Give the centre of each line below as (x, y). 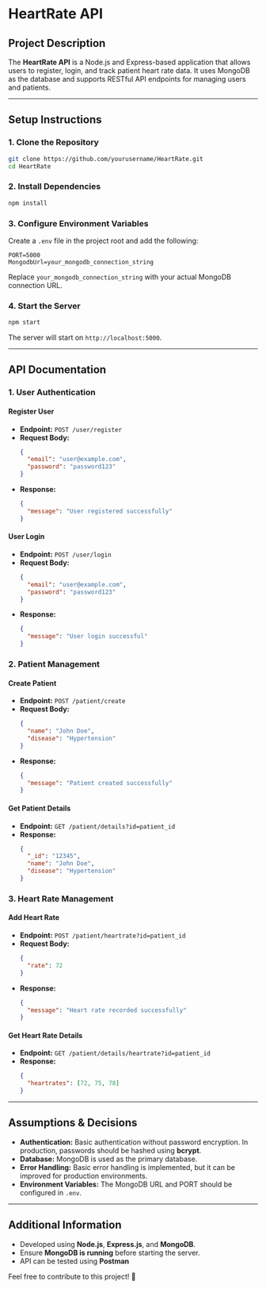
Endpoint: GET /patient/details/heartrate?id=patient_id (115, 1053)
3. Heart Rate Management (61, 898)
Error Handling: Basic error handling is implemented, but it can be (127, 1167)
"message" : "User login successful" (87, 637)
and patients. (30, 87)
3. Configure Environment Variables (78, 223)
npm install (28, 203)
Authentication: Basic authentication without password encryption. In (134, 1142)
